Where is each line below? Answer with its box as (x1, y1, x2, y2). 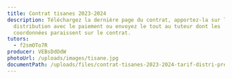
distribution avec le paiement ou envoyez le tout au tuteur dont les (13, 23, 221, 30)
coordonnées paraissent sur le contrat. (13, 29, 131, 36)
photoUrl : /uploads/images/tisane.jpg (7, 55, 119, 62)
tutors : (7, 36, 30, 43)
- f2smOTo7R (13, 42, 48, 49)
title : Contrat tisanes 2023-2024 (7, 10, 107, 17)
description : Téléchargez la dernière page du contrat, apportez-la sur (7, 16, 221, 23)
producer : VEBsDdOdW (7, 49, 67, 56)
